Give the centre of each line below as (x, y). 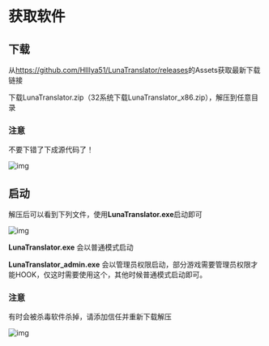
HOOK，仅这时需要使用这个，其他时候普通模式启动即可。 (111, 275)
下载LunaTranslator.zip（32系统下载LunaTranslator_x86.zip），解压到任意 (130, 97)
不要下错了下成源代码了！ (51, 150)
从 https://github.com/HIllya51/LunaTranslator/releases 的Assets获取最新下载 (134, 70)
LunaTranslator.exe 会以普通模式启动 (71, 247)
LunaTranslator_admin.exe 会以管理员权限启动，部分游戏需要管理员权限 (130, 265)
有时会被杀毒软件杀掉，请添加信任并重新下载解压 (90, 317)
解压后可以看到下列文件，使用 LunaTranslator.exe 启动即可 (105, 215)
